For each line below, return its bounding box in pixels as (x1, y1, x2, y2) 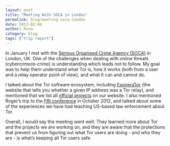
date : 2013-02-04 (5, 21, 42, 27)
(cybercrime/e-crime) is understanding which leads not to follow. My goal (5, 61, 160, 67)
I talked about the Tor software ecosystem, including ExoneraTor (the (5, 81, 151, 87)
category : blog (5, 31, 38, 36)
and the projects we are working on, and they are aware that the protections (5, 124, 165, 130)
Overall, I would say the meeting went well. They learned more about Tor (5, 118, 158, 125)
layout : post (5, 7, 33, 13)
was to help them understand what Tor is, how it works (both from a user (5, 66, 159, 72)
